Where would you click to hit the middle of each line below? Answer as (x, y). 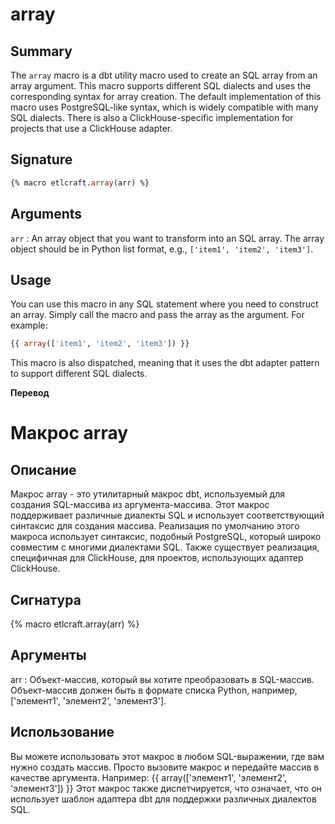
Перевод (30, 393)
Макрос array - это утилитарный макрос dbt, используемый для (147, 494)
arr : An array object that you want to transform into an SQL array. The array (167, 238)
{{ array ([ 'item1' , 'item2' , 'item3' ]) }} (100, 344)
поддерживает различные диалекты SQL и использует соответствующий (167, 515)
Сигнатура (46, 599)
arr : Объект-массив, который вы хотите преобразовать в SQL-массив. (162, 679)
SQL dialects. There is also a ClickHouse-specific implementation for (152, 117)
